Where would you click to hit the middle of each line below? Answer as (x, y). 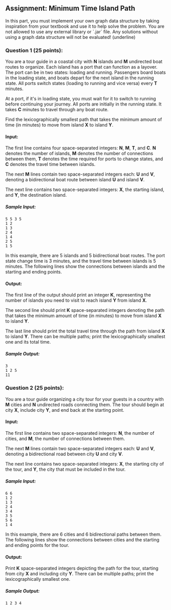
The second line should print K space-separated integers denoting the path (85, 310)
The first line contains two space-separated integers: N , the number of (80, 433)
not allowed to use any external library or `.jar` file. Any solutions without (82, 31)
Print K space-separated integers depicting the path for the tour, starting (82, 569)
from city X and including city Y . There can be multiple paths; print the (80, 574)
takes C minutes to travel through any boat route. (57, 110)
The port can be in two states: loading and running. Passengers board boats (86, 72)
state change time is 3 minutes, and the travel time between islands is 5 (81, 261)
